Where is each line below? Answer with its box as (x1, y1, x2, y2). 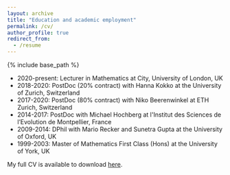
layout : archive (7, 10, 54, 17)
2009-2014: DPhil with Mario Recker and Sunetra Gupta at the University (16, 125, 223, 133)
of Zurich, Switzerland (16, 89, 80, 97)
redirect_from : (7, 36, 51, 43)
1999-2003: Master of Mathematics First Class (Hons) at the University (16, 140, 218, 148)
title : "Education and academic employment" (7, 16, 137, 23)
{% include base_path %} (7, 61, 80, 69)
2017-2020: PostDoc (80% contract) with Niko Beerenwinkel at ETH (16, 96, 209, 104)
